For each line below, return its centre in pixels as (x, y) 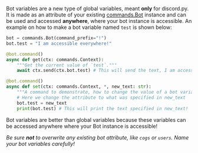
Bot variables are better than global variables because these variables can (96, 119)
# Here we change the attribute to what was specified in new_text (101, 97)
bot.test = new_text (42, 103)
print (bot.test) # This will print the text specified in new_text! (103, 108)
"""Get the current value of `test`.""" (67, 65)
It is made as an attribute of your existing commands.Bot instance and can (96, 15)
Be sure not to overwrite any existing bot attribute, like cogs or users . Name (98, 137)
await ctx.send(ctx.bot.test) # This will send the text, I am (96, 71)
